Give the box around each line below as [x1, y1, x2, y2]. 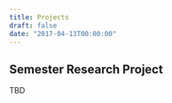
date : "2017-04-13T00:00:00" [9, 29, 117, 38]
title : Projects [9, 12, 69, 22]
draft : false [9, 21, 58, 30]
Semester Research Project [9, 62, 164, 77]
